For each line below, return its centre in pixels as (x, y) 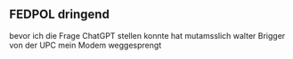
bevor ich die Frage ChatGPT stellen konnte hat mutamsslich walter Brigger (147, 35)
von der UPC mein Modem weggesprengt (85, 45)
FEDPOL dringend (59, 15)
